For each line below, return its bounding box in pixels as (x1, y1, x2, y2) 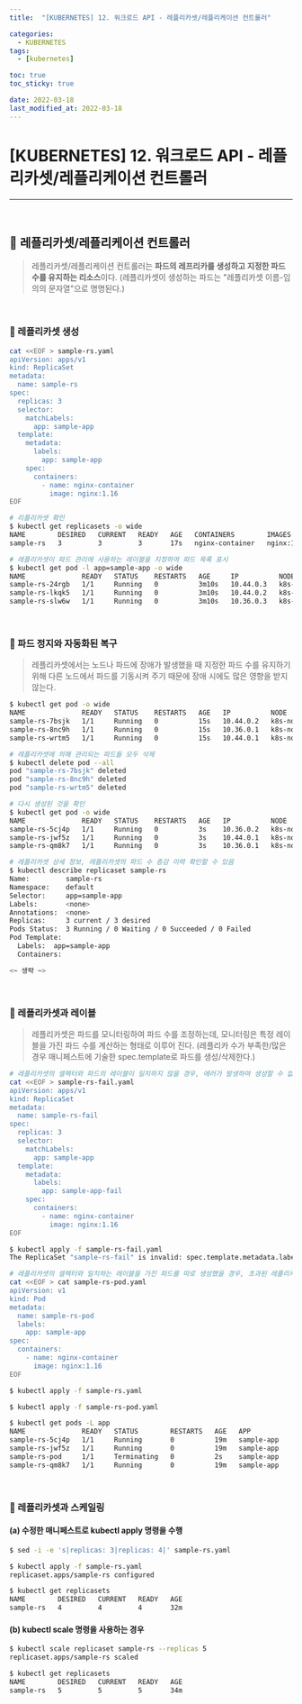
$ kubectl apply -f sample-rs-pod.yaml (9, 1402, 159, 1411)
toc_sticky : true (9, 79, 75, 88)
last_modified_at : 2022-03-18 (9, 104, 123, 113)
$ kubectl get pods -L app (9, 1418, 111, 1428)
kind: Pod (9, 1294, 47, 1303)
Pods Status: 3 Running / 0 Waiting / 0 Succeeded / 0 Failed (9, 925, 252, 934)
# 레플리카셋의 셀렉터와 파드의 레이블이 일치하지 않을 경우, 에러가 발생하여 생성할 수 (9, 1070, 283, 1079)
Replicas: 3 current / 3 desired (9, 916, 151, 925)
